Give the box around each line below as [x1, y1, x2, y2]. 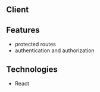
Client [6, 5, 29, 15]
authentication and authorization [14, 47, 95, 54]
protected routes [14, 41, 57, 48]
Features [6, 25, 40, 35]
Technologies [6, 64, 58, 74]
